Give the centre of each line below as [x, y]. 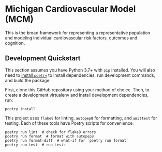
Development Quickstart [43, 59]
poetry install [20, 109]
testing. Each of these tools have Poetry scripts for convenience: [69, 123]
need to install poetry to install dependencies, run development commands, [80, 75]
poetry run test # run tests [36, 145]
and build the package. [28, 80]
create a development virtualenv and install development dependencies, [77, 95]
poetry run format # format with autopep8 [50, 136]
